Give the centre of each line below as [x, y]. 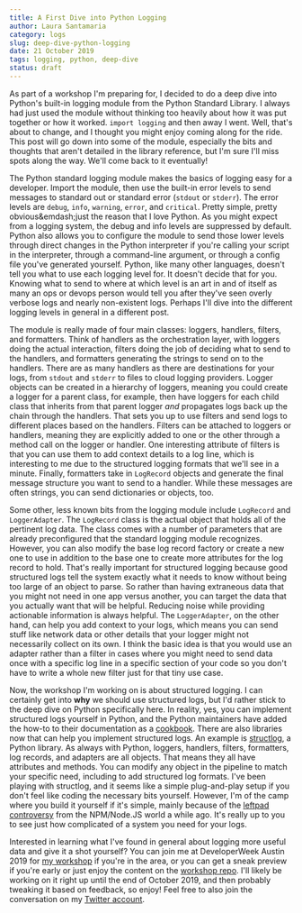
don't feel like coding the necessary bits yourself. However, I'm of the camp [149, 795]
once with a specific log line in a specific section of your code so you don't [148, 662]
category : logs [38, 34]
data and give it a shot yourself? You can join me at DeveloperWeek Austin [147, 851]
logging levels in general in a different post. [89, 312]
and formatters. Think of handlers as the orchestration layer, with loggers [145, 339]
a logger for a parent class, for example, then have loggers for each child [144, 397]
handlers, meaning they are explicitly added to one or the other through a [145, 434]
